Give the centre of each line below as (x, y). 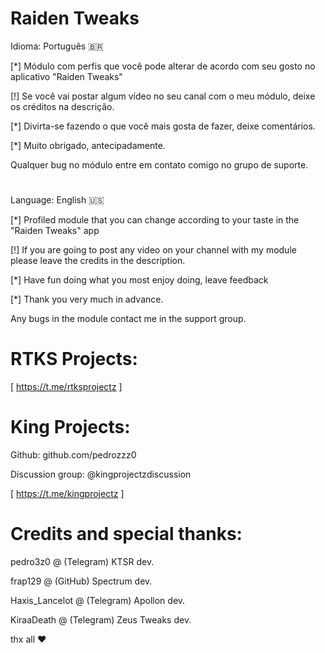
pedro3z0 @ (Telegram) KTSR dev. (82, 561)
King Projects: (70, 427)
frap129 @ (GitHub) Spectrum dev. (81, 581)
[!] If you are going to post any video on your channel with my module (153, 250)
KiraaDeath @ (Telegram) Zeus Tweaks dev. (101, 619)
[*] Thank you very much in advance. (87, 299)
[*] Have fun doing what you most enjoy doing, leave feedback (139, 280)
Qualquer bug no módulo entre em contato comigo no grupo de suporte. (159, 164)
